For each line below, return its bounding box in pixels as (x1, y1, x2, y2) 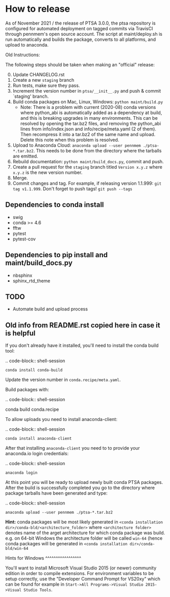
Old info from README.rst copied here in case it (5, 321, 160, 329)
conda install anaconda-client (5, 436, 72, 441)
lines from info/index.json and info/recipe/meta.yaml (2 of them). (20, 126, 157, 132)
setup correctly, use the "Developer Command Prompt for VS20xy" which (5, 576, 161, 582)
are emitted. (12, 153, 38, 159)
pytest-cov (12, 236, 36, 242)
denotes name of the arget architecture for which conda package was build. (5, 530, 165, 536)
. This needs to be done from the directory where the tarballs (33, 147, 162, 153)
